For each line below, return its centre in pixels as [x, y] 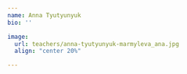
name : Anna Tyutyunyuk [44, 15]
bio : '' [20, 23]
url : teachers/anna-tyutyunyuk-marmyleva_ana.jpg [97, 44]
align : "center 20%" [48, 51]
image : [18, 37]
